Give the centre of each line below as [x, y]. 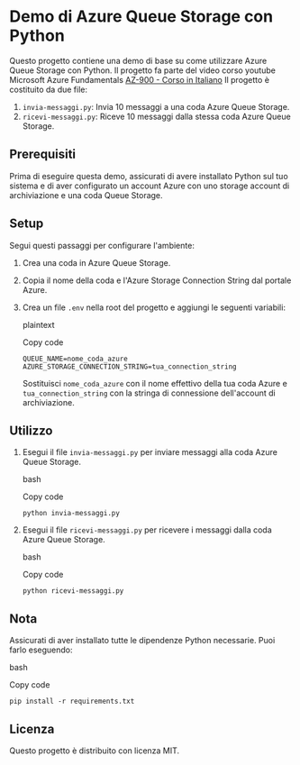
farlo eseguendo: [41, 650]
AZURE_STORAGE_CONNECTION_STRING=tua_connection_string [129, 367]
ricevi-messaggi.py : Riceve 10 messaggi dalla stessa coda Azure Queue [156, 116]
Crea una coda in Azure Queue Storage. [96, 262]
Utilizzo [31, 430]
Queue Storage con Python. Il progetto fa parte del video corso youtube [143, 70]
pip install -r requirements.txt [72, 701]
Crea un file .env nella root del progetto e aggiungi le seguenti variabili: [154, 307]
